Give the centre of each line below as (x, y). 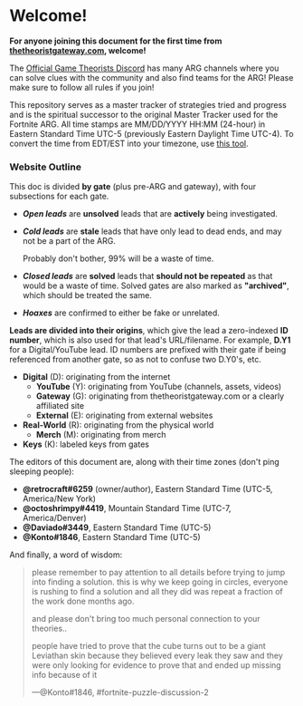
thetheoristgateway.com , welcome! (78, 50)
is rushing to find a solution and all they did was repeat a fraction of (157, 592)
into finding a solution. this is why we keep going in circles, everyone (160, 582)
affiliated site (60, 406)
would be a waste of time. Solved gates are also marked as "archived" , (156, 285)
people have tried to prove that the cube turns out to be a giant (149, 646)
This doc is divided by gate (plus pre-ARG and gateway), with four (133, 187)
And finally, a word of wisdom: (66, 555)
